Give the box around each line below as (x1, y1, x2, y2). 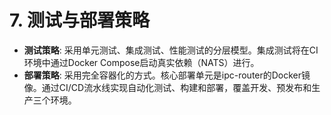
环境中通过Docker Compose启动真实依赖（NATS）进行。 (23, 56, 260, 68)
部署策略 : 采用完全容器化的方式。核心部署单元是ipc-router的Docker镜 (23, 69, 311, 81)
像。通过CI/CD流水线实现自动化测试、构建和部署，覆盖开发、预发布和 (23, 81, 312, 93)
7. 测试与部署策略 (9, 9, 150, 32)
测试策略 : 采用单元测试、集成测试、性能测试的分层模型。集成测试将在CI (23, 44, 319, 56)
